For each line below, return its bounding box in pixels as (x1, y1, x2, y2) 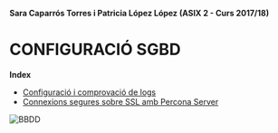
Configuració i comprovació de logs (22, 86, 157, 98)
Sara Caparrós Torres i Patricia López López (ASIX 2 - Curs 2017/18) (9, 8, 270, 18)
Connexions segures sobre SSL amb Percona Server (22, 96, 219, 107)
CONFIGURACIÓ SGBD (9, 40, 181, 60)
